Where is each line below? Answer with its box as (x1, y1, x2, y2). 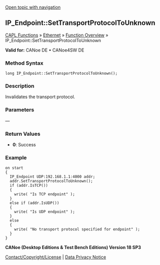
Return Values (5, 130, 41, 137)
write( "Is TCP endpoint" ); (14, 192, 75, 197)
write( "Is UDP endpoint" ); (14, 209, 75, 214)
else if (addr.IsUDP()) (10, 200, 59, 206)
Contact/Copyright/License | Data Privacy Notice (5, 254, 106, 260)
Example (5, 154, 27, 161)
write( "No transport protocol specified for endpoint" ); (14, 227, 140, 232)
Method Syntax (5, 60, 44, 67)
